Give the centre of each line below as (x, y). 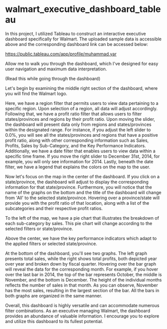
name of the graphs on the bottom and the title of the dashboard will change (83, 192)
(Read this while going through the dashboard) (53, 78)
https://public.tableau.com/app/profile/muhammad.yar (61, 54)
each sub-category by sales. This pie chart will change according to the (79, 223)
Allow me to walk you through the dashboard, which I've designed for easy (82, 63)
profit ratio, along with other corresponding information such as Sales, (77, 140)
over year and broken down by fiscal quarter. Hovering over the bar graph (81, 264)
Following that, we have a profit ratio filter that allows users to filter (74, 114)
